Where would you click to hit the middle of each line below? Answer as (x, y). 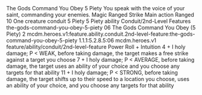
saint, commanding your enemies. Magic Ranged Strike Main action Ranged (100, 15)
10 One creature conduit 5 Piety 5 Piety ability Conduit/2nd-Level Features (99, 21)
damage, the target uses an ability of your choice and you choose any (93, 66)
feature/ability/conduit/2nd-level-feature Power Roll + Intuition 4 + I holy (96, 47)
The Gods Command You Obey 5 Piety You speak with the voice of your (96, 8)
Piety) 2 (16, 34)
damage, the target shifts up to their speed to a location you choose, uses (98, 79)
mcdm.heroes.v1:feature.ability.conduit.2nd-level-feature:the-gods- (111, 34)
